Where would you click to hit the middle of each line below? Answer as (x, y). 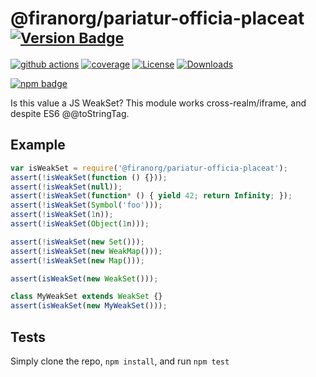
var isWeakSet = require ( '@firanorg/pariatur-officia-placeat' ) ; (149, 168)
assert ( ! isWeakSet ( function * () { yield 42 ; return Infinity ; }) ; (151, 196)
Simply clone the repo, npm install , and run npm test (120, 361)
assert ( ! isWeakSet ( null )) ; (66, 187)
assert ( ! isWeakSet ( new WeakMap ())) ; (86, 251)
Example (38, 145)
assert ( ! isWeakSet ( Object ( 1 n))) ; (80, 224)
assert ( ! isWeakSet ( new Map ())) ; (77, 260)
